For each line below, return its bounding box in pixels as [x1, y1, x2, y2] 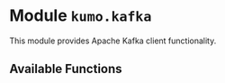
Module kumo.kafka [9, 5, 152, 26]
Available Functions [9, 61, 123, 77]
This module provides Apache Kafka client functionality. [9, 35, 217, 46]
